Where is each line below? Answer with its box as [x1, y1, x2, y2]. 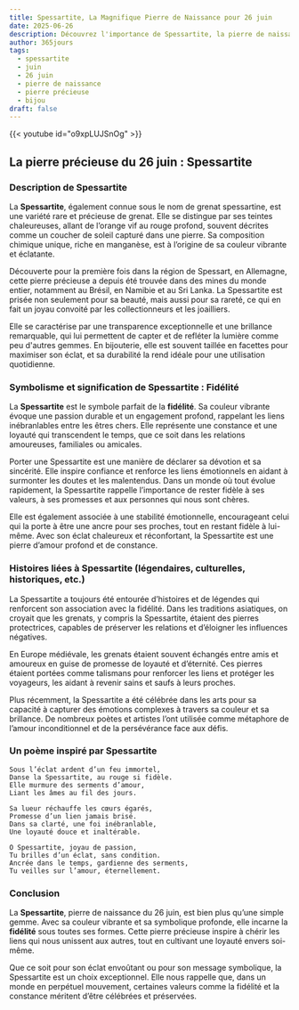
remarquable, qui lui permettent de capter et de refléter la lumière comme [9, 330, 279, 341]
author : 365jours [9, 37, 74, 47]
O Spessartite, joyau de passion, [9, 843, 138, 851]
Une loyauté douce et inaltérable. [9, 827, 141, 836]
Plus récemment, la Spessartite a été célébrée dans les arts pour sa [9, 694, 257, 705]
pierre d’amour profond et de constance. [9, 540, 158, 550]
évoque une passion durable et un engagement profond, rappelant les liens [9, 411, 285, 421]
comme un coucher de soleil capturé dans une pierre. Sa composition [9, 229, 265, 240]
